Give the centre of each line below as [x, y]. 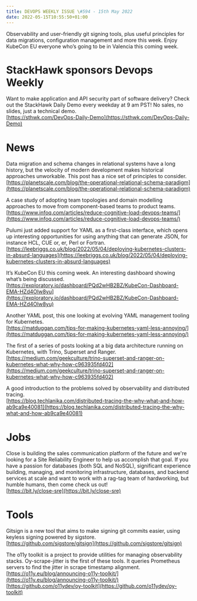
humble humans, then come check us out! [57, 485]
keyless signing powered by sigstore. [51, 537]
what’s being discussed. [35, 279]
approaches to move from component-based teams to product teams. [91, 206]
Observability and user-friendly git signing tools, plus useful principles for [95, 34]
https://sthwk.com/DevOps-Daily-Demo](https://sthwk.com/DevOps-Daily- [99, 118]
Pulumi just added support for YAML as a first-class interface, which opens [97, 231]
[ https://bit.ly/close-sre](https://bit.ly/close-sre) [64, 491]
